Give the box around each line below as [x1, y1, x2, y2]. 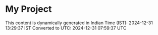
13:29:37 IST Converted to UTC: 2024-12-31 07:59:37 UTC [5, 25, 127, 31]
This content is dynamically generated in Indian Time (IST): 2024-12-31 [5, 20, 153, 26]
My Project [5, 3, 52, 15]
